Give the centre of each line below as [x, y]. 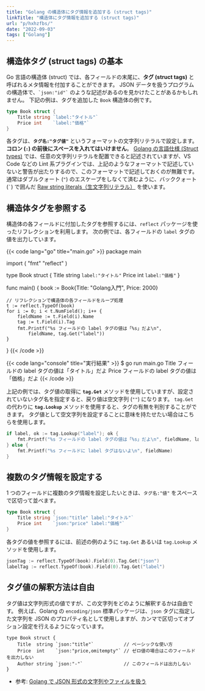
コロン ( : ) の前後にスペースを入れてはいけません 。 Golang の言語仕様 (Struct [103, 149]
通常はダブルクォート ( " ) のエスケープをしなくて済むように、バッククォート [102, 179]
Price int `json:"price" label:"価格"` [71, 524]
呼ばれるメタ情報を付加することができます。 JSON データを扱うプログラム [100, 84]
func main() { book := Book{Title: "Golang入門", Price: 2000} [82, 288]
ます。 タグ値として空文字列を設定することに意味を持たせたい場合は [98, 414]
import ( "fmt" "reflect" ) [37, 263]
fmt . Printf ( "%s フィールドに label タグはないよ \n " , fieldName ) [95, 450]
